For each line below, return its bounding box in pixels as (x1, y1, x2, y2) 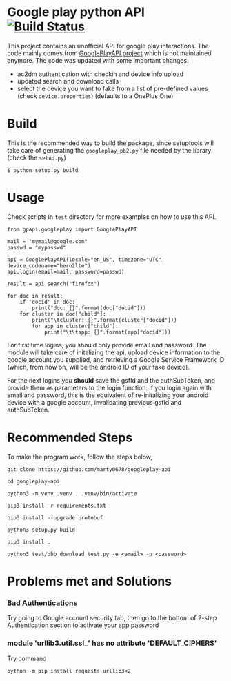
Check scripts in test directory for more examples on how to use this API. (7, 212, 217, 221)
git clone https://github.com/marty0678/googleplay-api (7, 466, 171, 473)
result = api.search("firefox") (7, 280, 100, 287)
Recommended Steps (7, 430, 133, 445)
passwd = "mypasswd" (7, 244, 67, 251)
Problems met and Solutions (7, 573, 172, 589)
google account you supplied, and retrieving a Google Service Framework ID (7, 355, 225, 363)
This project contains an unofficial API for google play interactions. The (7, 41, 209, 50)
